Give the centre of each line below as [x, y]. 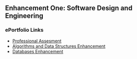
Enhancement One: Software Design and [69, 8]
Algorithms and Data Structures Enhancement [59, 46]
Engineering [24, 16]
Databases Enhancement [38, 51]
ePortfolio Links [24, 30]
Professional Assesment [37, 41]
